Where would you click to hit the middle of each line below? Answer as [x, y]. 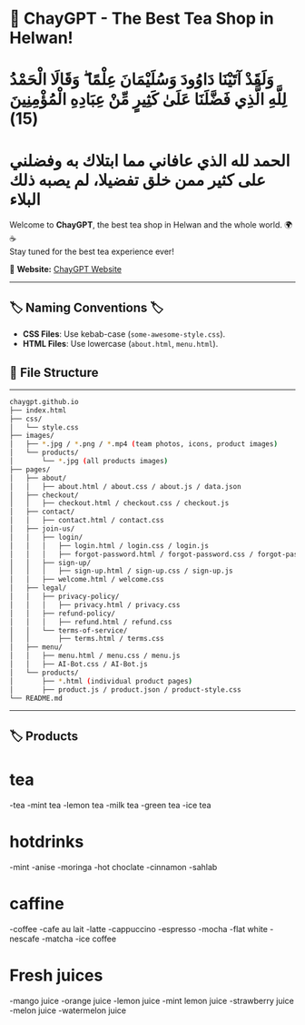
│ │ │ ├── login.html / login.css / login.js [109, 545]
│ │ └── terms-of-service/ [69, 630]
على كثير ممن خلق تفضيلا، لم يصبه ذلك [138, 180]
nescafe [25, 939]
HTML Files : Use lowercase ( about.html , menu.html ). [120, 344]
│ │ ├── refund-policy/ [63, 614]
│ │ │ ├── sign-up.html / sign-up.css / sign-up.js [121, 571]
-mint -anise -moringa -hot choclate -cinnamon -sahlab [113, 867]
